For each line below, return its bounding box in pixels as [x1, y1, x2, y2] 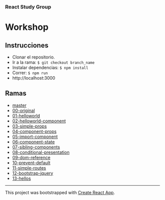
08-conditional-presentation [12, 149, 70, 155]
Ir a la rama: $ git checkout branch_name [12, 59, 95, 65]
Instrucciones [5, 41, 49, 50]
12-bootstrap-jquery [12, 170, 54, 176]
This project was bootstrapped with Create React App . [5, 189, 115, 195]
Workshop [5, 22, 49, 33]
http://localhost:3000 [12, 75, 55, 81]
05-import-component [12, 134, 58, 140]
